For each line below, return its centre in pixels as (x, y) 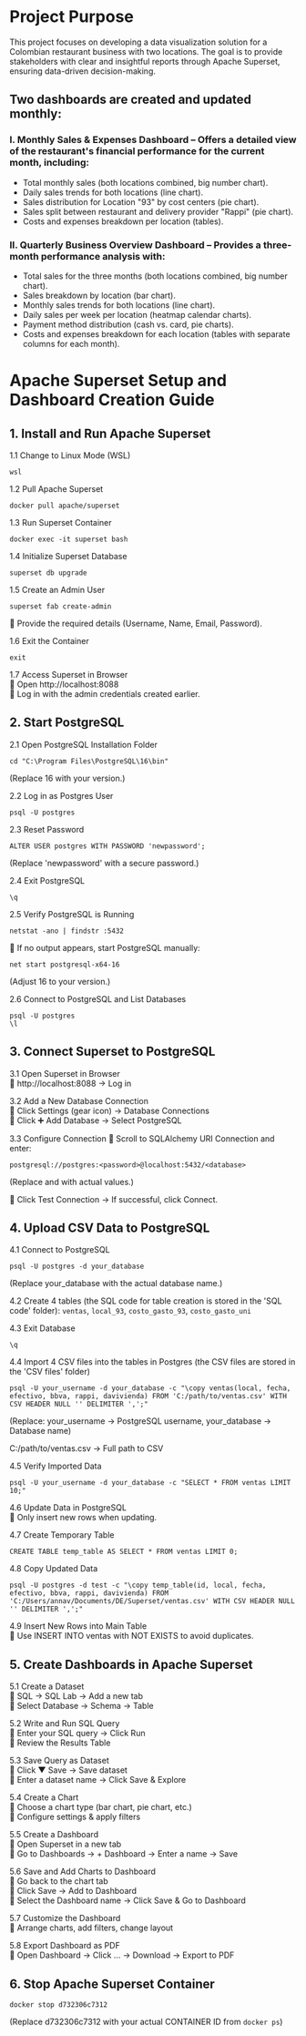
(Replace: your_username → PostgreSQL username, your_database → (140, 1421)
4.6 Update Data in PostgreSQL (68, 1508)
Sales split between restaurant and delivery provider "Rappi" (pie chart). (158, 211)
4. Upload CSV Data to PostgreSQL (110, 1228)
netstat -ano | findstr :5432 (67, 931)
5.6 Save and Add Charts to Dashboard (83, 1872)
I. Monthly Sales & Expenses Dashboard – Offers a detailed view (153, 140)
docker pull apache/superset (65, 506)
